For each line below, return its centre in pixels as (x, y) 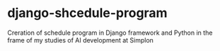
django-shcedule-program (87, 13)
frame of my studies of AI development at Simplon (81, 40)
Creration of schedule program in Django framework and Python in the (110, 33)
